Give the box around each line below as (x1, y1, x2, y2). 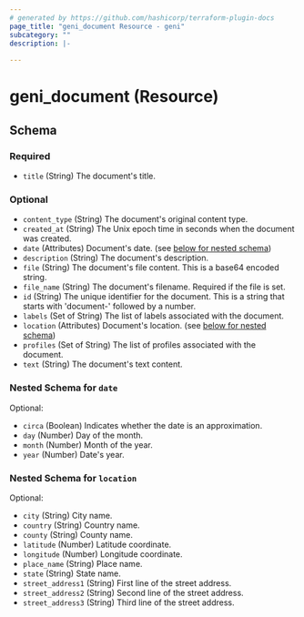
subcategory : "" (9, 30, 71, 39)
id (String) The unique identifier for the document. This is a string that (22, 291, 285, 302)
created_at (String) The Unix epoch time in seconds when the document (22, 224, 295, 235)
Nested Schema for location (9, 471, 137, 484)
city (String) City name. (22, 510, 113, 521)
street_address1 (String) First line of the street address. (22, 577, 232, 588)
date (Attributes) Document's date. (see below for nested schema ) (22, 243, 272, 254)
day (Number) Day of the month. (22, 430, 144, 440)
